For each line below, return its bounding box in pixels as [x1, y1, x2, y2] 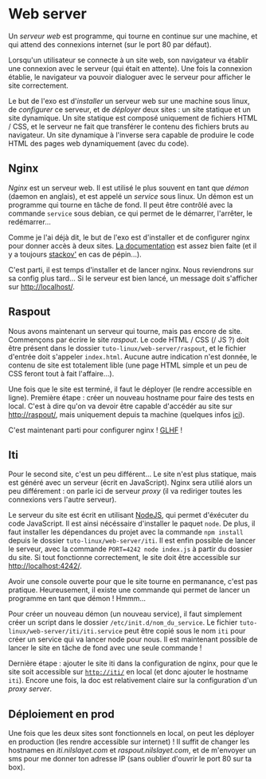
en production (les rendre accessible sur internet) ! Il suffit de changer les [8, 737, 250, 747]
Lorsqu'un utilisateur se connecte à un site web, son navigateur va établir [8, 55, 249, 65]
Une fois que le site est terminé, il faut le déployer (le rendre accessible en [8, 384, 252, 394]
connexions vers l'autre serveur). [8, 495, 117, 504]
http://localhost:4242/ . [8, 561, 82, 571]
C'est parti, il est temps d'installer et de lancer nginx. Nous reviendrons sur [8, 264, 254, 274]
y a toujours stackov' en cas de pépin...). [8, 249, 142, 259]
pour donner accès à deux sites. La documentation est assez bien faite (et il [8, 240, 257, 250]
